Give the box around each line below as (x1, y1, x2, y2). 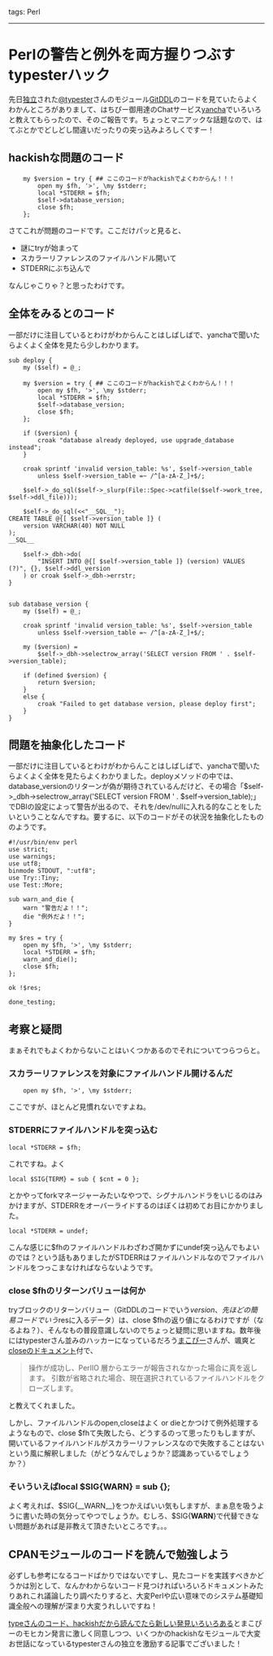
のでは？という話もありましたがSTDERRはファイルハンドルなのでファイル (8, 1252, 258, 1262)
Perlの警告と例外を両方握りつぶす (8, 46, 236, 64)
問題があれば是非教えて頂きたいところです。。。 (15, 1522, 171, 1531)
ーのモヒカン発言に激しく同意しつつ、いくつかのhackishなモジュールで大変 (8, 1628, 262, 1639)
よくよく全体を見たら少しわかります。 (15, 340, 144, 349)
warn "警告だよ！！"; (23, 904, 89, 913)
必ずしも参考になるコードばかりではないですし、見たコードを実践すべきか (8, 1571, 258, 1580)
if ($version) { (23, 429, 79, 437)
